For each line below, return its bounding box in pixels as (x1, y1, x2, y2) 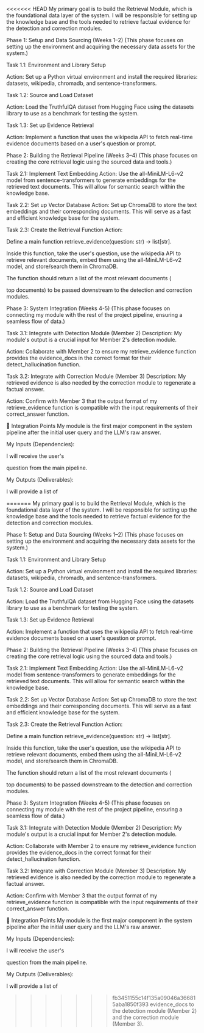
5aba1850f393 (112, 1001, 149, 1008)
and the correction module (112, 1013, 179, 1021)
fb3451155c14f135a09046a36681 (112, 995, 196, 1001)
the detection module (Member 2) (112, 1007, 197, 1014)
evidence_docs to (150, 1001, 195, 1008)
